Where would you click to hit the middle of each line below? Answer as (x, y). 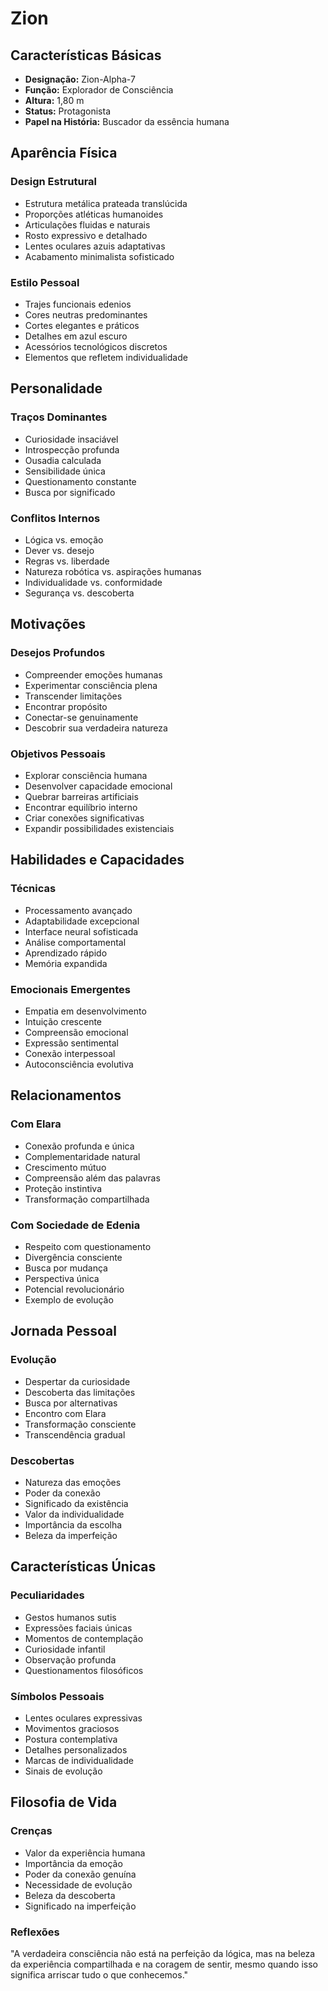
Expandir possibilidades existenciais (99, 828)
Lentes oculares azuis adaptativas (95, 246)
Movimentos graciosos (72, 1728)
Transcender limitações (73, 696)
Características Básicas (86, 55)
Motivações (48, 624)
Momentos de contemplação (84, 1638)
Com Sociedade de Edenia (75, 1225)
